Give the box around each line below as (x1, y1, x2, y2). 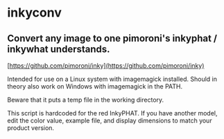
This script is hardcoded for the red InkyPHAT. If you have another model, (7, 109, 218, 117)
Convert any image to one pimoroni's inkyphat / (7, 33, 217, 44)
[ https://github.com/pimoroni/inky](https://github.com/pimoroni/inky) (7, 62, 205, 70)
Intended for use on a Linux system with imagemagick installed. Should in (7, 75, 217, 83)
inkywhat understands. (7, 43, 110, 55)
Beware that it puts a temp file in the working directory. (7, 95, 164, 104)
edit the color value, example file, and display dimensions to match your (7, 116, 213, 124)
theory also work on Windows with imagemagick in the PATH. (7, 82, 182, 91)
